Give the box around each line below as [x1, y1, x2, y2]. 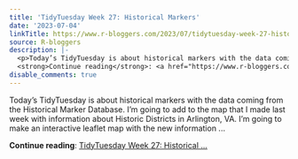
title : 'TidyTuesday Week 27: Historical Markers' [9, 12, 200, 22]
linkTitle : [9, 29, 50, 38]
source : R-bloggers [9, 37, 82, 47]
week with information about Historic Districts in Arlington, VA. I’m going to [9, 113, 282, 124]
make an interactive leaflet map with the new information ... [9, 123, 226, 133]
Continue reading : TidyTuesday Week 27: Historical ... [9, 140, 208, 150]
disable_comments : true [9, 71, 98, 79]
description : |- [9, 46, 69, 55]
